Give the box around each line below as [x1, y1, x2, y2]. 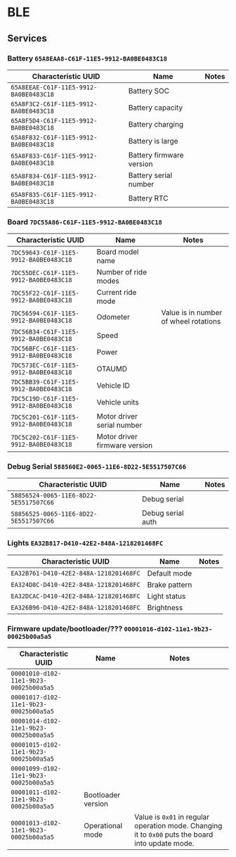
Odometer [96, 312, 130, 322]
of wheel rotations [161, 317, 221, 326]
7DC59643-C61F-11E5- [11, 249, 79, 257]
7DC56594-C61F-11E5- [11, 310, 79, 317]
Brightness [147, 602, 183, 612]
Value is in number [161, 307, 223, 317]
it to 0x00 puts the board [134, 830, 214, 839]
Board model [96, 247, 139, 257]
